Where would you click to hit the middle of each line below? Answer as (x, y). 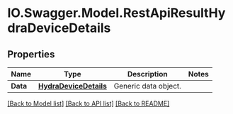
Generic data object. (148, 86)
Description (147, 74)
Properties (31, 54)
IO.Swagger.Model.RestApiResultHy (116, 13)
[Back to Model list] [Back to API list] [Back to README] (89, 103)
